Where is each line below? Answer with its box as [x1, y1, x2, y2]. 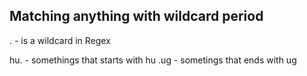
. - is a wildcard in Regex [9, 34, 111, 46]
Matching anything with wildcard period [9, 8, 264, 25]
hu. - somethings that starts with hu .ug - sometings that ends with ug [9, 54, 297, 66]
